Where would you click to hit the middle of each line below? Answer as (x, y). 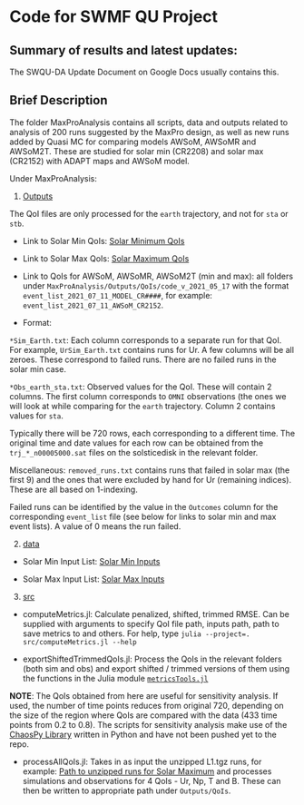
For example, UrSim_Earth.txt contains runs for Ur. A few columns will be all (152, 349)
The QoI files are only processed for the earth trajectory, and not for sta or (149, 213)
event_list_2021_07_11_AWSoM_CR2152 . (93, 305)
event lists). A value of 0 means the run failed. (95, 526)
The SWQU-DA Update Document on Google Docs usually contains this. (144, 72)
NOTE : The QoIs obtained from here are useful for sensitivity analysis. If (144, 695)
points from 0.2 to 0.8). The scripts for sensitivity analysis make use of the (148, 724)
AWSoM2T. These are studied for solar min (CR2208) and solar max (137, 151)
